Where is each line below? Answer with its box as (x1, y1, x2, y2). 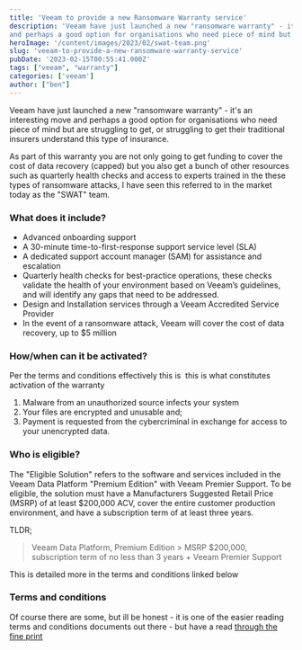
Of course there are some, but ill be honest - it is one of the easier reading (9, 611, 285, 622)
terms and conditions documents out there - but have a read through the (9, 621, 279, 632)
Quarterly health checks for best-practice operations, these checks (22, 270, 272, 280)
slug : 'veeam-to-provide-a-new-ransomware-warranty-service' (9, 47, 244, 56)
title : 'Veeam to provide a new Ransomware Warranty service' (9, 13, 247, 22)
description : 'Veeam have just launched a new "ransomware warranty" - (9, 22, 283, 31)
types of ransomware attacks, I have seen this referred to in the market (9, 179, 272, 190)
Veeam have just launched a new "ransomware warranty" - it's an (9, 104, 253, 115)
